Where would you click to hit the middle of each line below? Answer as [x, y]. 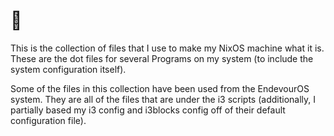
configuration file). [48, 120]
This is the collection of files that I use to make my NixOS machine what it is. [167, 48]
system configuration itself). [68, 69]
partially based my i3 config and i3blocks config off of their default [148, 110]
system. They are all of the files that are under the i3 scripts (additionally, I [163, 99]
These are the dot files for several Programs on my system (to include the [162, 58]
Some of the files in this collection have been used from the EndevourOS [160, 88]
